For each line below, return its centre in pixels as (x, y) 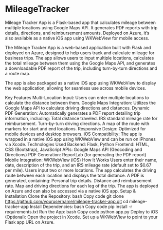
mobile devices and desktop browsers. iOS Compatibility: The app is (73, 134)
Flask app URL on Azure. (30, 222)
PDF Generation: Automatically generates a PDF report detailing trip (73, 113)
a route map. (18, 73)
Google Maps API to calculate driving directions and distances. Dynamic (77, 108)
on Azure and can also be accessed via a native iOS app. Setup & (71, 191)
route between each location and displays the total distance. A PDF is (75, 175)
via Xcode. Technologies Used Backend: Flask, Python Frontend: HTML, (77, 144)
